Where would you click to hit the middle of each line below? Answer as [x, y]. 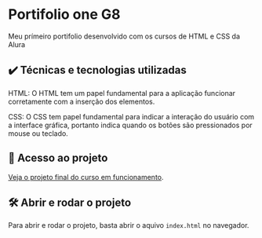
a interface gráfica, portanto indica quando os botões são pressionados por [130, 125]
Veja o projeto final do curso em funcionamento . [86, 177]
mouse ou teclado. [38, 133]
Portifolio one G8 [64, 15]
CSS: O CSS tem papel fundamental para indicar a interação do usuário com [131, 116]
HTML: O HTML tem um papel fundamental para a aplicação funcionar [122, 93]
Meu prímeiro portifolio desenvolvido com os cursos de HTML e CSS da [124, 36]
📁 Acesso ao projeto [58, 158]
